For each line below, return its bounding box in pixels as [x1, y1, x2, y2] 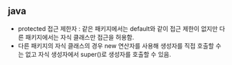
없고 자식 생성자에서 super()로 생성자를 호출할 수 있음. [25, 50, 171, 58]
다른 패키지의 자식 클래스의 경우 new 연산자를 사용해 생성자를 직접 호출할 [17, 41, 215, 50]
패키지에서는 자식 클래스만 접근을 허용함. [25, 33, 135, 41]
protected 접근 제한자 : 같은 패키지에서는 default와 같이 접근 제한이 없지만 [17, 24, 218, 33]
